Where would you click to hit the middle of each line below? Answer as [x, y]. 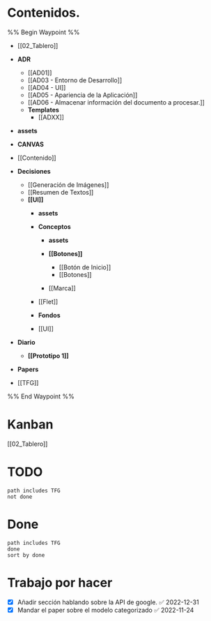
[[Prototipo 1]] [48, 356]
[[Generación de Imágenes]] [68, 185]
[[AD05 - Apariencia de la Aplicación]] [83, 95]
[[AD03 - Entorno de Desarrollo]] [75, 80]
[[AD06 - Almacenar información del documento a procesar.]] [116, 102]
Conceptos [54, 226]
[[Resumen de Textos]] [61, 192]
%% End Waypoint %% [41, 396]
